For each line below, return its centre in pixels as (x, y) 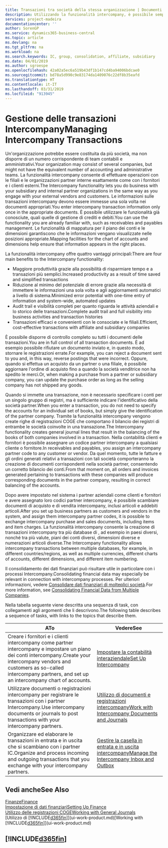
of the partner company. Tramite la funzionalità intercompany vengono (78, 416)
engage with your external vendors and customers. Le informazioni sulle (79, 196)
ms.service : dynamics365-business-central (50, 33)
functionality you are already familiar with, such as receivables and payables (84, 223)
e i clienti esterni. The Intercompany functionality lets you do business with (82, 185)
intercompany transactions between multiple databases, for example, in (79, 548)
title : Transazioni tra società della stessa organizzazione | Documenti (84, 10)
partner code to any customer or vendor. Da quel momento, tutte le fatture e (83, 454)
